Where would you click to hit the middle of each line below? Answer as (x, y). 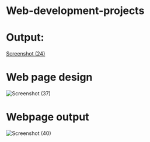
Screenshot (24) (26, 54)
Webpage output (48, 117)
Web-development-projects (75, 11)
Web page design (49, 77)
